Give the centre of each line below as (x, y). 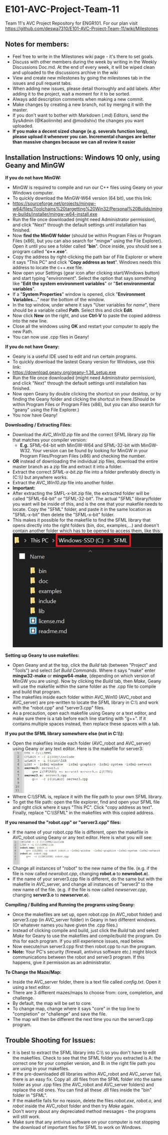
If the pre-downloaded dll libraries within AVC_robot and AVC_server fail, (87, 1074)
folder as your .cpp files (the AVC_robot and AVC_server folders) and (83, 1084)
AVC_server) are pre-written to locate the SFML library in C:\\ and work (85, 702)
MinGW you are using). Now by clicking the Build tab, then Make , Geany (87, 681)
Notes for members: (37, 44)
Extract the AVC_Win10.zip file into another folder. (63, 482)
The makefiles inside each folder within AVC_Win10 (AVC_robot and (82, 697)
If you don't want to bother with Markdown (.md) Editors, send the (80, 115)
